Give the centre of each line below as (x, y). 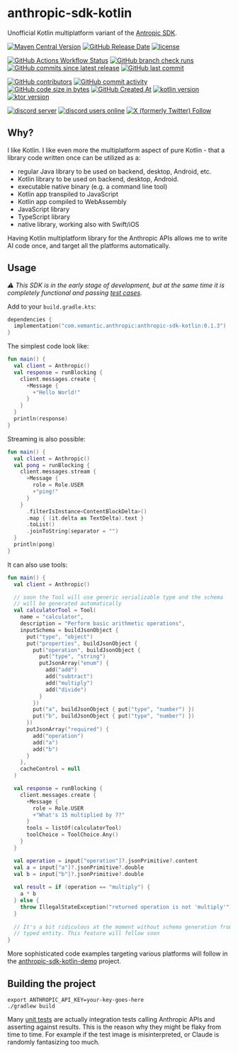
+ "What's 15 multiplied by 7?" (79, 815)
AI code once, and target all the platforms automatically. (89, 245)
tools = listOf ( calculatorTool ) (74, 828)
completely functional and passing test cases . (75, 292)
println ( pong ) (34, 545)
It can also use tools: (38, 565)
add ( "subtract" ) (69, 677)
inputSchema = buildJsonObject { (69, 630)
